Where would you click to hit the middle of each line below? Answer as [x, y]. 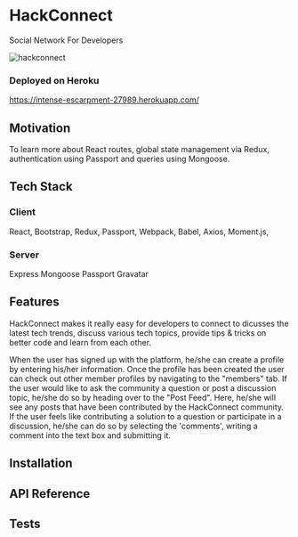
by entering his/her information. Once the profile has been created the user [147, 369]
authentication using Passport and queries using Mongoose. [120, 159]
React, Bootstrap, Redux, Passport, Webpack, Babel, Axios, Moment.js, [139, 232]
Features [34, 302]
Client [22, 212]
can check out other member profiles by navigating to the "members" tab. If [148, 378]
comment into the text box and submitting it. [90, 435]
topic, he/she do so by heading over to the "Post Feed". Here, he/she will [143, 397]
